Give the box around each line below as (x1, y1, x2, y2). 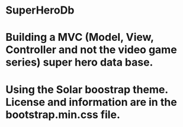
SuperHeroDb (5, 4, 75, 17)
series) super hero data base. (5, 56, 153, 69)
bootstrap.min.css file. (5, 108, 121, 121)
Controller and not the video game (5, 43, 177, 57)
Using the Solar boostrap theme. (5, 83, 168, 96)
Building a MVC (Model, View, (5, 31, 155, 44)
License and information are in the (5, 95, 177, 109)
